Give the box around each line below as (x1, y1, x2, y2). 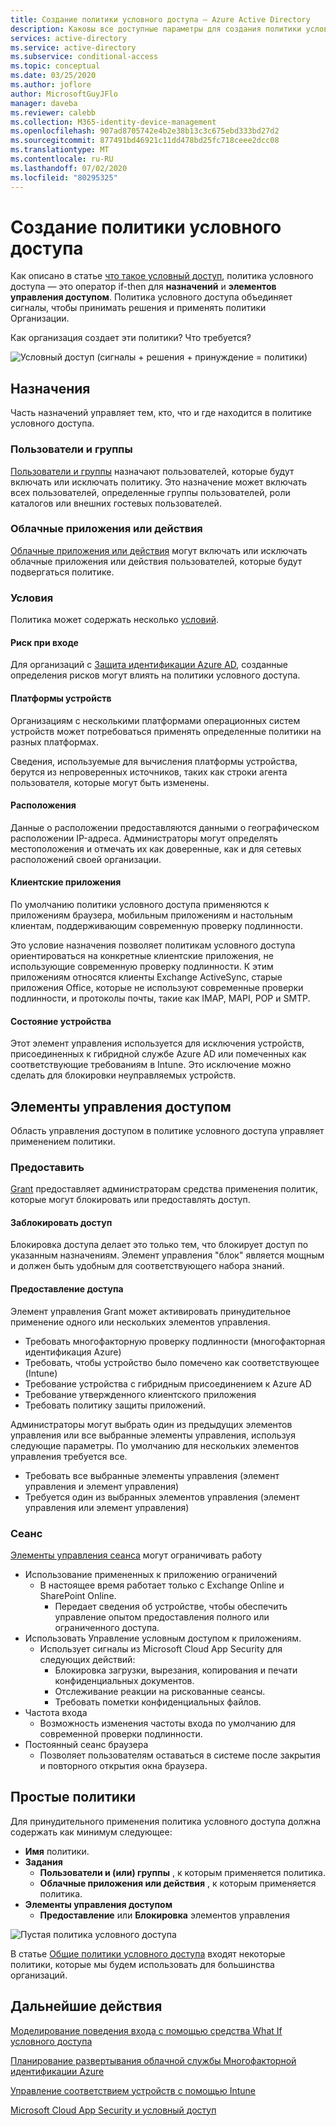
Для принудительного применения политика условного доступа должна (10, 1815, 322, 1827)
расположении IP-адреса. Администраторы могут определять (10, 832, 278, 844)
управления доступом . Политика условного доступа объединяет (10, 291, 293, 303)
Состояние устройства (10, 1015, 112, 1027)
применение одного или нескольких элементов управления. (10, 1316, 271, 1328)
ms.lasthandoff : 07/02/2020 (10, 163, 128, 173)
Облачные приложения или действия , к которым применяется (39, 1877, 317, 1889)
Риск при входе (10, 636, 79, 648)
